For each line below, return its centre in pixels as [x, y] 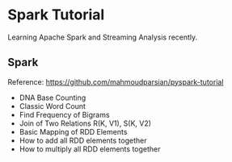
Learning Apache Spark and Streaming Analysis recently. [103, 37]
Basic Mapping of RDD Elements [73, 131]
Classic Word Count [53, 106]
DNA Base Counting [53, 98]
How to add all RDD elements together [83, 140]
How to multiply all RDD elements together [90, 149]
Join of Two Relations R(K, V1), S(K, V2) [85, 123]
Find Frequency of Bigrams [64, 114]
